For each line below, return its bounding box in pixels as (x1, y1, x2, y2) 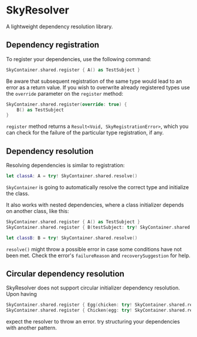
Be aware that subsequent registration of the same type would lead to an (6, 77, 182, 85)
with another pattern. (6, 324, 57, 332)
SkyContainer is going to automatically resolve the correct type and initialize (6, 183, 189, 191)
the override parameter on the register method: (6, 90, 124, 97)
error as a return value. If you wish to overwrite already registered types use (6, 83, 191, 91)
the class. (6, 190, 30, 197)
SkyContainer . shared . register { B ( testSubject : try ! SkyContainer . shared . (6, 224, 193, 230)
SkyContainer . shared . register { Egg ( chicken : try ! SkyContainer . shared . (6, 302, 188, 308)
